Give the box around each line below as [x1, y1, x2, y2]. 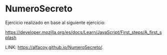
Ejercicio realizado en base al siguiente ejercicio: [5, 19, 106, 25]
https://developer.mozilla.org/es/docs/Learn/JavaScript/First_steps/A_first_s [5, 29, 162, 35]
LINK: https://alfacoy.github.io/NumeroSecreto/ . [5, 44, 103, 50]
